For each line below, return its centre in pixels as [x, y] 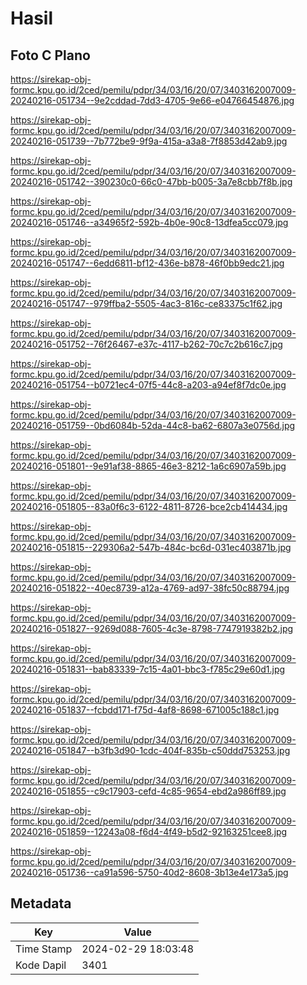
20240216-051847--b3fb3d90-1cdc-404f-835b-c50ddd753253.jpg [150, 750]
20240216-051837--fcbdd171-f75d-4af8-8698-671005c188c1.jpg [145, 710]
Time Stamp [44, 949]
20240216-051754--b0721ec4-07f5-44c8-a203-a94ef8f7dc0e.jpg [148, 385]
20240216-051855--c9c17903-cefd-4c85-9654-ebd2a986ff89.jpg [148, 791]
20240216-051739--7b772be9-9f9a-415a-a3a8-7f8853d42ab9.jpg [149, 141]
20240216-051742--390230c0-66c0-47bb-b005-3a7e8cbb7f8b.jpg [151, 181]
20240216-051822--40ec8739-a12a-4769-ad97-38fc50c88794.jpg [150, 588]
